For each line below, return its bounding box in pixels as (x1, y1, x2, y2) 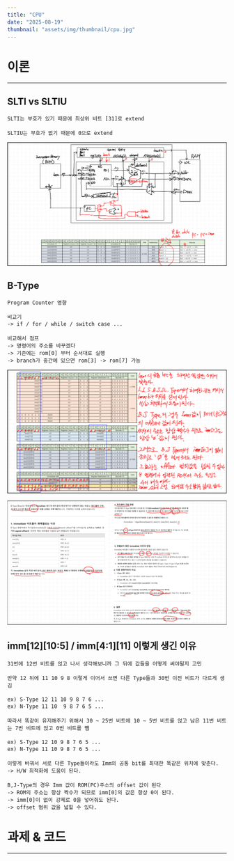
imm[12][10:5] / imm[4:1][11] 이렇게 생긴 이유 (7, 640, 196, 652)
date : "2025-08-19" (7, 18, 64, 26)
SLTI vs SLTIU (7, 95, 68, 107)
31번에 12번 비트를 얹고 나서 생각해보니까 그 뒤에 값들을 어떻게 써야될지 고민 (7, 660, 202, 668)
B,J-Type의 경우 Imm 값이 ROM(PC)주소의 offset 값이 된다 (7, 782, 162, 789)
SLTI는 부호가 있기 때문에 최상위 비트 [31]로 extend (7, 116, 145, 123)
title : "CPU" (7, 11, 45, 18)
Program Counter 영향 (7, 299, 68, 306)
